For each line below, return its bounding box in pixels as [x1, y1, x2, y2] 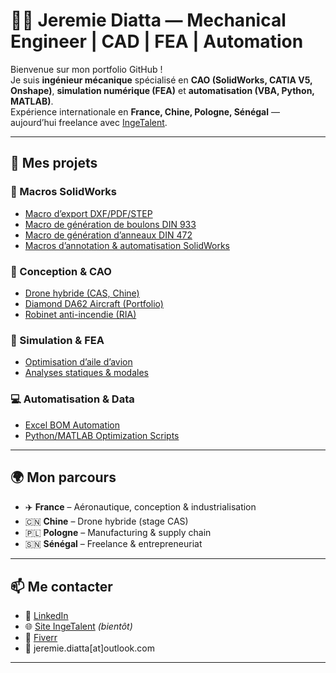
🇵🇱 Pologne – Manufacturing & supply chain [24, 527, 212, 539]
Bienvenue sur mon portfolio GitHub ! [10, 63, 163, 75]
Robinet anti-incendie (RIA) [24, 308, 137, 320]
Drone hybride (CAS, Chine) [24, 287, 140, 299]
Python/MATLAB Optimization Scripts [24, 429, 180, 441]
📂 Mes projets [10, 155, 98, 172]
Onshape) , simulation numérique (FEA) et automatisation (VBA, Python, [10, 84, 315, 96]
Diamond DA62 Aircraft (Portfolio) [24, 297, 164, 309]
